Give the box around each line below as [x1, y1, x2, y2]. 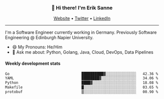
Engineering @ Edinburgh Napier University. [5, 35, 94, 40]
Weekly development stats [5, 60, 61, 66]
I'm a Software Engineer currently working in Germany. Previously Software [5, 29, 157, 36]
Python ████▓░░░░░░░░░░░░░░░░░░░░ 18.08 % [5, 80, 159, 85]
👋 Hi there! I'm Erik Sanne [51, 4, 113, 11]
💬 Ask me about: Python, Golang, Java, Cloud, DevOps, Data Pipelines [12, 49, 154, 55]
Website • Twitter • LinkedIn [53, 16, 111, 21]
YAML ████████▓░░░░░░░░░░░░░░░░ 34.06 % [5, 76, 159, 81]
